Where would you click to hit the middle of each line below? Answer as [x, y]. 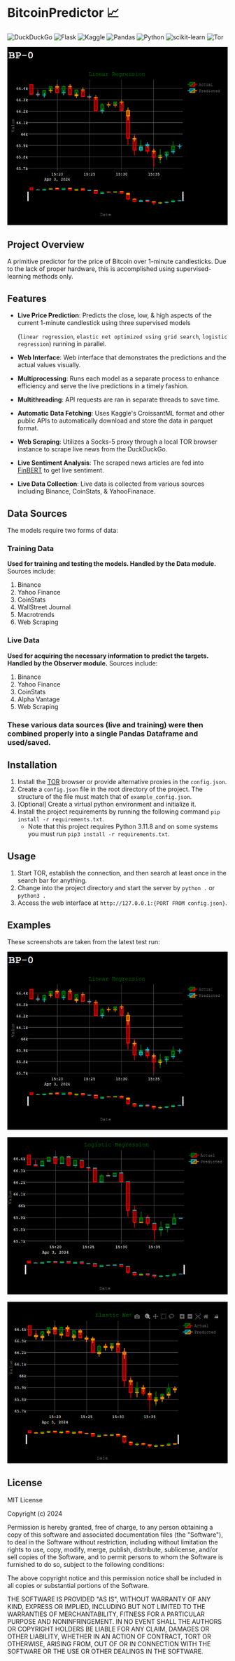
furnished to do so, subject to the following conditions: [86, 1564]
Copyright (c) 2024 [35, 1514]
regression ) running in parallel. [62, 344]
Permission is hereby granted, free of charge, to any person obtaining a [110, 1527]
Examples [29, 925]
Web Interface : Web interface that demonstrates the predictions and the [122, 357]
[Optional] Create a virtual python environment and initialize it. [107, 805]
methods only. [53, 277]
